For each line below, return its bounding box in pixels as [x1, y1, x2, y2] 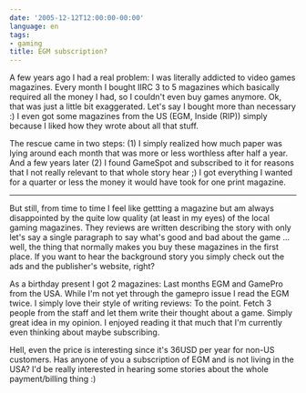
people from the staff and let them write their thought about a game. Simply [9, 307, 293, 318]
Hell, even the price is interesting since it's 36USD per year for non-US [9, 345, 275, 356]
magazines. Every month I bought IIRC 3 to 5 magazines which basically [9, 82, 280, 93]
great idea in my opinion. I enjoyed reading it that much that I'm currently [9, 317, 282, 328]
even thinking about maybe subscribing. [9, 327, 160, 338]
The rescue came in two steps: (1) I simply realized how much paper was [9, 138, 282, 149]
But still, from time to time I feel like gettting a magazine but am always [9, 203, 275, 214]
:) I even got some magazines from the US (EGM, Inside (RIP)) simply [9, 111, 268, 122]
